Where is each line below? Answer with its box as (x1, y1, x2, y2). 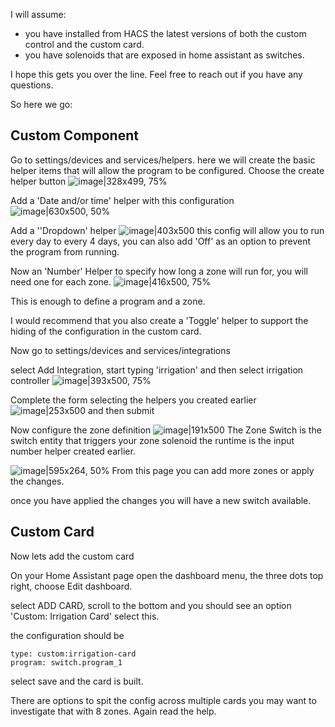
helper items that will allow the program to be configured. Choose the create (10, 164, 325, 176)
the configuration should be (10, 629, 125, 641)
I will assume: (10, 9, 67, 20)
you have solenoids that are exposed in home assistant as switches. (24, 49, 305, 61)
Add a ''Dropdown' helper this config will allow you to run (10, 224, 325, 236)
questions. (10, 79, 54, 91)
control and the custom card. (24, 39, 145, 50)
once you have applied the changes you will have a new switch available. (10, 494, 312, 506)
